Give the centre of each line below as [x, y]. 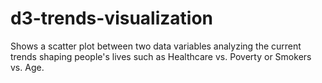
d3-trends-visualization [111, 18]
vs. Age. [27, 67]
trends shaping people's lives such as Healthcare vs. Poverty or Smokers [161, 56]
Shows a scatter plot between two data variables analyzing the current [156, 46]
